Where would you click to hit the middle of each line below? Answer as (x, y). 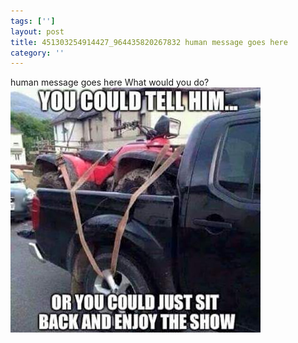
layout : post (37, 31)
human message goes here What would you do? (110, 82)
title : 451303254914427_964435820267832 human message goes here (149, 42)
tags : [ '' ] (33, 21)
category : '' (37, 53)
